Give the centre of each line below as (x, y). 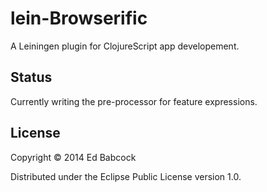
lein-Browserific (79, 18)
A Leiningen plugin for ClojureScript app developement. (125, 46)
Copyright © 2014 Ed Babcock (73, 157)
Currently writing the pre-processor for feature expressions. (134, 101)
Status (31, 77)
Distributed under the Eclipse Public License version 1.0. (126, 176)
